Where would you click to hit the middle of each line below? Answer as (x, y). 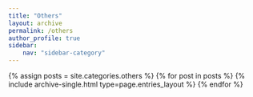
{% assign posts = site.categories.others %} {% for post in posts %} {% (127, 76)
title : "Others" (35, 16)
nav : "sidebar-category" (64, 53)
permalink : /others (41, 30)
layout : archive (35, 23)
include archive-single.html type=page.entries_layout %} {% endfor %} (126, 84)
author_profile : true (44, 38)
